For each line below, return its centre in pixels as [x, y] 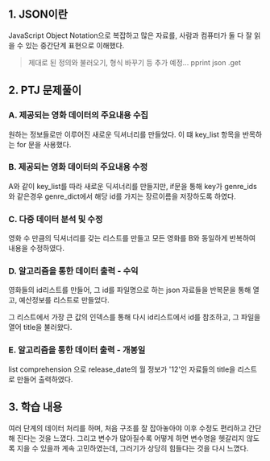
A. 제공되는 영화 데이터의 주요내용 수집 [79, 115]
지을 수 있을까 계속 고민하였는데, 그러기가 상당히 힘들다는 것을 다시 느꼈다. [133, 448]
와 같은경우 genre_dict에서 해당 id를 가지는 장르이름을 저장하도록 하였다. [122, 196]
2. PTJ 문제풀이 [45, 91]
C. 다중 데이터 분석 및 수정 [56, 219]
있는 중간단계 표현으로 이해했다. [75, 45]
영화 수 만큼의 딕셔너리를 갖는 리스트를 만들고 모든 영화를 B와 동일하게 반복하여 [132, 238]
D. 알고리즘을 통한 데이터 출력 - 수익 [73, 271]
